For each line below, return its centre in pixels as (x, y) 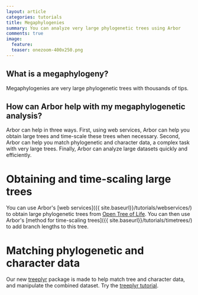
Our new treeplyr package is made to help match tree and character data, (95, 279)
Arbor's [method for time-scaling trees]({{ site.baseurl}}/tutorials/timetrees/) (99, 220)
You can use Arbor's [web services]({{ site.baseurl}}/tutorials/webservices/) (99, 208)
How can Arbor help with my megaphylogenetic (96, 106)
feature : (22, 45)
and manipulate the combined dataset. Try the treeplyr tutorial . (82, 286)
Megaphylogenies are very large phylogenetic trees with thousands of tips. (98, 88)
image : (14, 39)
